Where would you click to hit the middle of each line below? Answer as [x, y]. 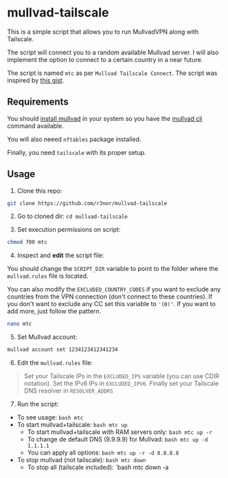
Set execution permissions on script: [69, 230]
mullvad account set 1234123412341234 [62, 350]
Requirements [38, 102]
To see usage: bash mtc [50, 417]
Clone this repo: [39, 191]
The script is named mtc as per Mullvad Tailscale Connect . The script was [112, 73]
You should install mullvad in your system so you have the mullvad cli [105, 118]
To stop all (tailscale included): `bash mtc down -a [98, 467]
